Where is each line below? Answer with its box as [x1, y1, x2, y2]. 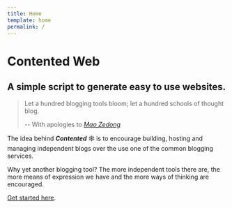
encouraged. [7, 180, 44, 188]
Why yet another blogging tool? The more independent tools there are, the [7, 165, 221, 174]
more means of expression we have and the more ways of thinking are [7, 172, 209, 181]
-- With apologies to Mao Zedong [24, 120, 121, 129]
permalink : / [7, 23, 45, 30]
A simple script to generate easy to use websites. [7, 81, 226, 93]
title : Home [7, 10, 42, 17]
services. [7, 151, 33, 161]
